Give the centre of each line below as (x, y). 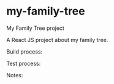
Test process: (24, 63)
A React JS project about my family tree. (57, 40)
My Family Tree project (35, 28)
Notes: (15, 75)
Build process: (25, 51)
